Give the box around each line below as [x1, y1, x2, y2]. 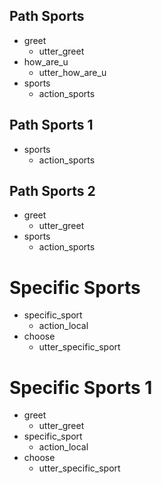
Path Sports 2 [9, 183, 96, 200]
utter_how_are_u [38, 66, 107, 78]
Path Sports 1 [9, 117, 94, 134]
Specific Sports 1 [9, 376, 153, 399]
